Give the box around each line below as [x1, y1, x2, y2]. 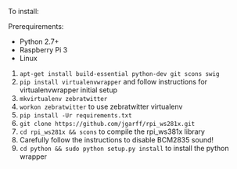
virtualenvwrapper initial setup [19, 85, 118, 95]
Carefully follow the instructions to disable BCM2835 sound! [19, 135, 214, 144]
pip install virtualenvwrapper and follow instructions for [19, 77, 208, 86]
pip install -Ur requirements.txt [19, 112, 132, 120]
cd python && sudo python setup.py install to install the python [19, 144, 229, 153]
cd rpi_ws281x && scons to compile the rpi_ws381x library [19, 127, 206, 136]
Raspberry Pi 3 [19, 45, 68, 54]
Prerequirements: [8, 22, 64, 31]
